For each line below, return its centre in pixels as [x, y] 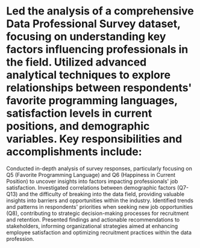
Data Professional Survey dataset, [93, 24]
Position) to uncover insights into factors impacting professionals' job [92, 181]
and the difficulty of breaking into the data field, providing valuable [102, 194]
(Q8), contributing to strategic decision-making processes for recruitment [98, 213]
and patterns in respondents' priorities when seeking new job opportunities [99, 206]
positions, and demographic [78, 126]
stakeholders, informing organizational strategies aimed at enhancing [92, 226]
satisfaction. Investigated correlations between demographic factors [91, 187]
